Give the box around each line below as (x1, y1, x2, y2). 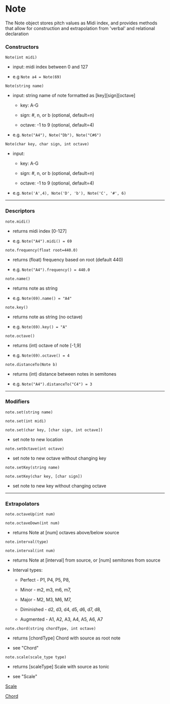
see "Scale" (12, 674, 37, 680)
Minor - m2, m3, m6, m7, (20, 587, 72, 593)
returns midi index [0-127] (12, 228, 67, 234)
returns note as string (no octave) (12, 314, 83, 320)
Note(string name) (5, 83, 44, 89)
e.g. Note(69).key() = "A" (12, 323, 67, 329)
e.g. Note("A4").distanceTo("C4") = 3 (12, 381, 93, 387)
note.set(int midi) (5, 418, 47, 423)
